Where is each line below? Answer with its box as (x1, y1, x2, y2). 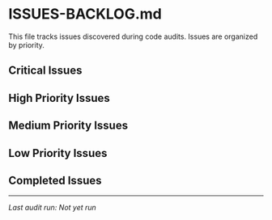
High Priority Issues (8, 91, 111, 105)
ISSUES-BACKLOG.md (8, 5, 162, 23)
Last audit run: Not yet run (8, 203, 97, 213)
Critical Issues (8, 64, 83, 78)
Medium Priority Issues (8, 119, 128, 133)
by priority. (8, 40, 45, 49)
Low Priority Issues (8, 146, 108, 160)
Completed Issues (8, 173, 102, 187)
